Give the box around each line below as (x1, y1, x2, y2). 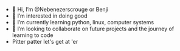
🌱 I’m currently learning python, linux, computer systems (12, 19, 154, 25)
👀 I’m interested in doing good (12, 12, 88, 19)
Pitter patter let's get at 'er (12, 38, 78, 45)
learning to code (12, 32, 54, 39)
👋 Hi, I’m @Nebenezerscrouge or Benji (12, 6, 108, 13)
